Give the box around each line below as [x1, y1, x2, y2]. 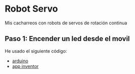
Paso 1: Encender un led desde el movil [5, 34, 130, 43]
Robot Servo [5, 3, 58, 15]
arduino [12, 58, 28, 64]
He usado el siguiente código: [5, 48, 67, 54]
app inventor [12, 63, 39, 69]
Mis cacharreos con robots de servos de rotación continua [5, 20, 127, 26]
